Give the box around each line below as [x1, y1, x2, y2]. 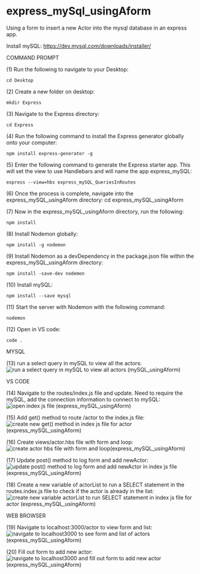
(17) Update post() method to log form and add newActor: [6, 456, 149, 464]
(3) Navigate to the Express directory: [6, 110, 99, 117]
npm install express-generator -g [6, 150, 93, 156]
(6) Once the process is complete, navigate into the [6, 190, 134, 197]
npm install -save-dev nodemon [6, 270, 85, 276]
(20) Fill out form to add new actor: [6, 548, 93, 555]
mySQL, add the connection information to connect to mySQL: [6, 395, 161, 403]
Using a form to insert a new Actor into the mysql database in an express [6, 24, 187, 31]
